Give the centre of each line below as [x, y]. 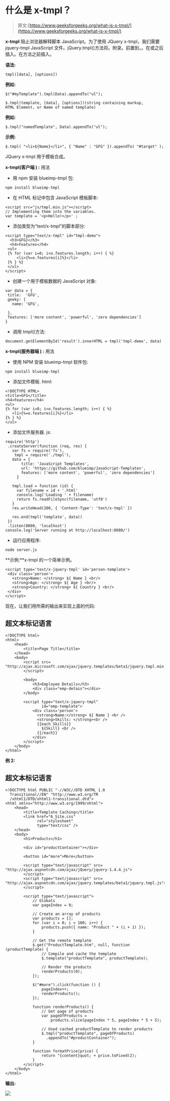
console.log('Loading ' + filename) [55, 495]
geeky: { [17, 299]
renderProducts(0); [62, 972]
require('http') [22, 442]
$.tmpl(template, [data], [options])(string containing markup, [74, 103]
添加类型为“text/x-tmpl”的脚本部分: [49, 226]
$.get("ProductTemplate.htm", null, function [81, 945]
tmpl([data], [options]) [31, 74]
